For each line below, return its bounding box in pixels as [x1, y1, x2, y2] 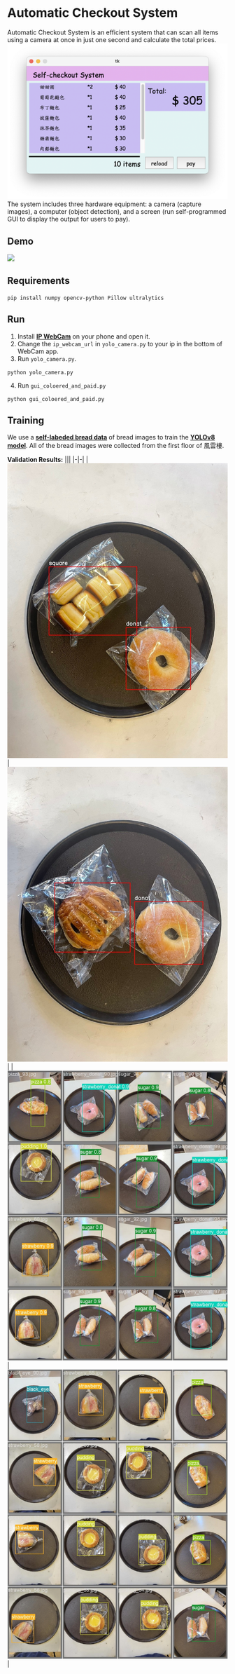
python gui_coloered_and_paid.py [7, 395, 105, 402]
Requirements [7, 275, 70, 287]
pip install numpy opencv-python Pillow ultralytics [7, 294, 164, 301]
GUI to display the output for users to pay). [7, 215, 131, 224]
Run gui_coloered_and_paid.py [17, 381, 106, 390]
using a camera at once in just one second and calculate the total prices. [7, 35, 217, 43]
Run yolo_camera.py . [17, 354, 77, 362]
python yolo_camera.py [7, 369, 73, 376]
